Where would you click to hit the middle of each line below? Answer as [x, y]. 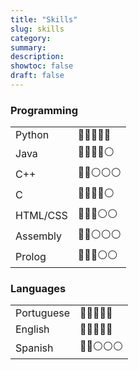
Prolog [31, 256]
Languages [38, 289]
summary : [28, 47]
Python [32, 135]
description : [37, 57]
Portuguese [43, 313]
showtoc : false [42, 66]
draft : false [37, 76]
